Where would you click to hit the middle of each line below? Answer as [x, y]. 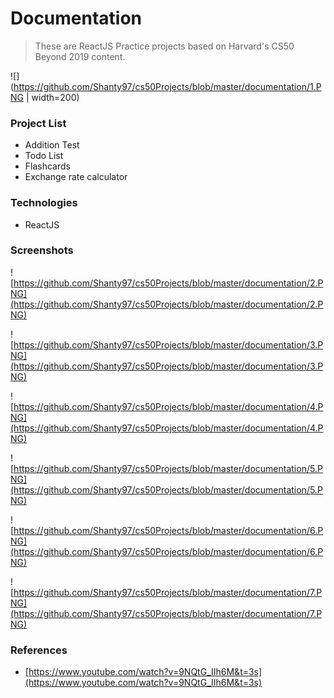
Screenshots [42, 250]
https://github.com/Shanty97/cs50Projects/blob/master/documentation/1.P [167, 86]
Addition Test [52, 145]
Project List [38, 123]
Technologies [44, 203]
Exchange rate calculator [76, 177]
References [39, 650]
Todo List [44, 156]
